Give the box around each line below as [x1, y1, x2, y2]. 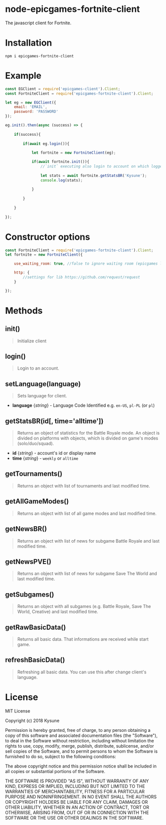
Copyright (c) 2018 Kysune [5, 717, 60, 723]
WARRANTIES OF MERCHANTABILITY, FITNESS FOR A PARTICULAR [5, 788, 145, 794]
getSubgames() [5, 590, 54, 599]
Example [5, 70, 41, 81]
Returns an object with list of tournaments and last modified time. [17, 483, 150, 489]
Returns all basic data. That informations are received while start [17, 636, 149, 642]
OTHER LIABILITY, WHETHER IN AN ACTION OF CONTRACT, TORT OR [5, 804, 149, 810]
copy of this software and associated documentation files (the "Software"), [5, 732, 158, 738]
